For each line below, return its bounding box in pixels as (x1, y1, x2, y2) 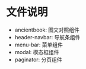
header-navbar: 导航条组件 (14, 33, 81, 40)
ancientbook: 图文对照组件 (14, 26, 80, 33)
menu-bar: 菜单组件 (14, 41, 63, 48)
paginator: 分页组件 (14, 56, 62, 63)
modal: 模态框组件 (14, 48, 59, 55)
